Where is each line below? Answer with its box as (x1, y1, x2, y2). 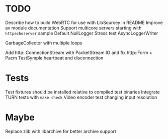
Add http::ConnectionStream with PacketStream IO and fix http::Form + (5, 49, 152, 55)
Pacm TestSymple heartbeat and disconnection (5, 54, 104, 60)
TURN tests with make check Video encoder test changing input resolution (5, 94, 157, 100)
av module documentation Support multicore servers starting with (5, 24, 142, 30)
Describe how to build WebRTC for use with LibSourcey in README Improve (5, 19, 163, 25)
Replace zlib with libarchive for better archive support (5, 128, 117, 134)
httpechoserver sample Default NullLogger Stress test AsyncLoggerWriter (5, 30, 158, 36)
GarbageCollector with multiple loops (5, 39, 82, 45)
